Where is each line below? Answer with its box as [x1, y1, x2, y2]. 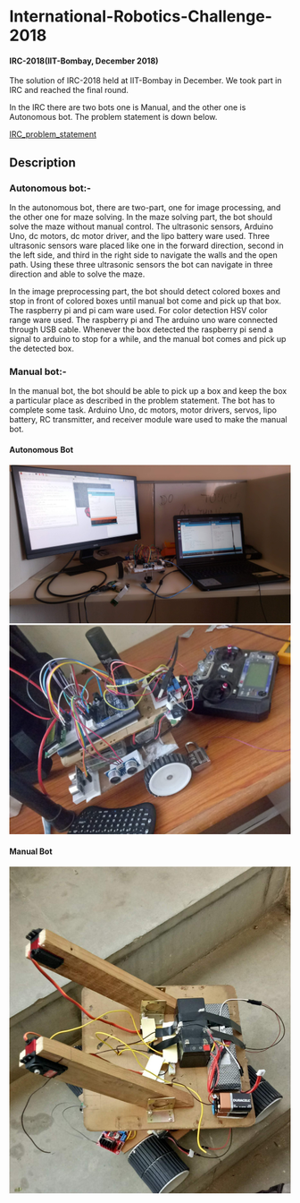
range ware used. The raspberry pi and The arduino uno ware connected [9, 315, 279, 326]
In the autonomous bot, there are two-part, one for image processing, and [9, 202, 281, 213]
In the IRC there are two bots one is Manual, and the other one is [9, 102, 246, 113]
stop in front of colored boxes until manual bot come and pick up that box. [9, 295, 282, 306]
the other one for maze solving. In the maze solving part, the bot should [9, 212, 273, 223]
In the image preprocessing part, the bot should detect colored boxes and [9, 286, 281, 297]
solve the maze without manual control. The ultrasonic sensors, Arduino [9, 221, 274, 232]
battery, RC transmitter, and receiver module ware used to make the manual [9, 414, 287, 425]
